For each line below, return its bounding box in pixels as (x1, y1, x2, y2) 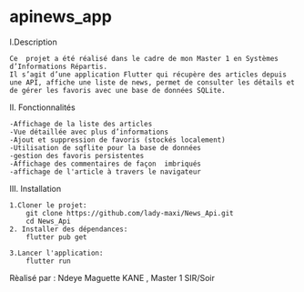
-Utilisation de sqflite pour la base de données (9, 143, 202, 152)
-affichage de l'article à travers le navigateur (9, 166, 202, 176)
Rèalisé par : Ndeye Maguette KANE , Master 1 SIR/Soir (9, 272, 216, 283)
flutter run (25, 257, 71, 266)
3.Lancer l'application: (9, 248, 104, 257)
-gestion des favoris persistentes (9, 151, 145, 160)
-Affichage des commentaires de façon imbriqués (9, 159, 202, 168)
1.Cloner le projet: (9, 200, 88, 210)
